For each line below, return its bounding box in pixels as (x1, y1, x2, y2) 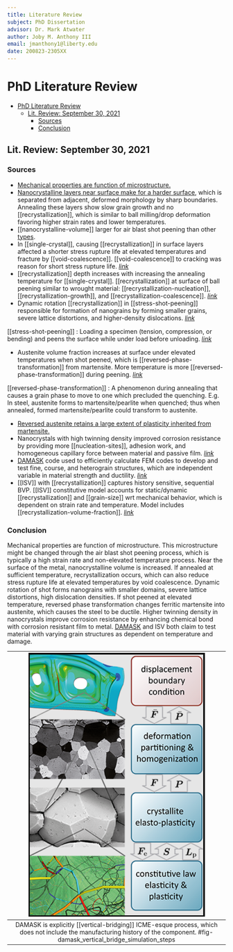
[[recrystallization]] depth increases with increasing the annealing (17, 269, 206, 277)
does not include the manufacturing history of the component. (19, 928, 197, 936)
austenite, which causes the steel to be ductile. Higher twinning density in (7, 607, 218, 615)
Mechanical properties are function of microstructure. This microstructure (7, 541, 218, 549)
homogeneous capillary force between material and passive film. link (17, 449, 214, 457)
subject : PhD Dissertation (7, 18, 85, 26)
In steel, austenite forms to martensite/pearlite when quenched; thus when (7, 398, 221, 407)
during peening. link (85, 370, 144, 378)
